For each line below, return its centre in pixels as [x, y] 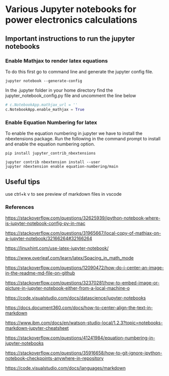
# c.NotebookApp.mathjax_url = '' [42, 105]
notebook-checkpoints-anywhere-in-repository [54, 358]
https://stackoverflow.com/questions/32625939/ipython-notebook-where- [83, 218]
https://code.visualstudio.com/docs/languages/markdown [66, 368]
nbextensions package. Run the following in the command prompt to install [83, 138]
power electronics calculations [71, 20]
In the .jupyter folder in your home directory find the [59, 90]
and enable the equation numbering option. [50, 144]
